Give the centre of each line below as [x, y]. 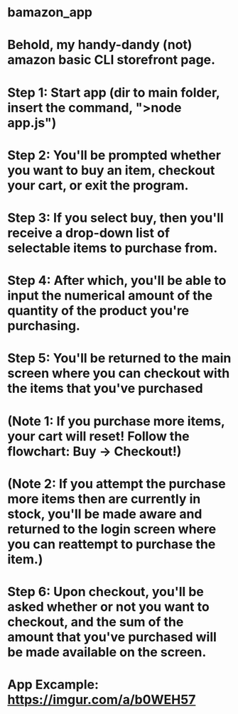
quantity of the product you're [98, 311]
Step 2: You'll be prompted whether [114, 155]
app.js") [32, 123]
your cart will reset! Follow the [98, 436]
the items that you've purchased [106, 389]
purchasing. [44, 326]
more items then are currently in [104, 499]
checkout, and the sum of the [96, 622]
